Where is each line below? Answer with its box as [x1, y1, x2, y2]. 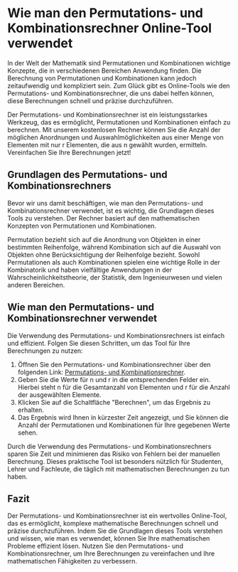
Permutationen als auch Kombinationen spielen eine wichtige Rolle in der [7, 258, 220, 266]
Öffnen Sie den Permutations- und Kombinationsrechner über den [17, 360, 211, 369]
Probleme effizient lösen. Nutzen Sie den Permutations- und [7, 542, 183, 551]
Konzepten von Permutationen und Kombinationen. [7, 221, 157, 230]
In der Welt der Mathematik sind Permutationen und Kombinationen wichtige [7, 58, 231, 67]
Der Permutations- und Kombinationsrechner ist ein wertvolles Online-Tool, [7, 512, 227, 520]
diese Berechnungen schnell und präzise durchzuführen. [7, 96, 174, 105]
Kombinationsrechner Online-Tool [7, 20, 212, 36]
